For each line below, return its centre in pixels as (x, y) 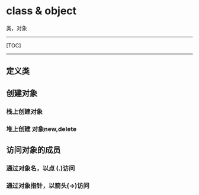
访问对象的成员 (33, 150)
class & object (41, 11)
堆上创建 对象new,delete (41, 129)
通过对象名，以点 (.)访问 (41, 168)
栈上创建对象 (25, 111)
